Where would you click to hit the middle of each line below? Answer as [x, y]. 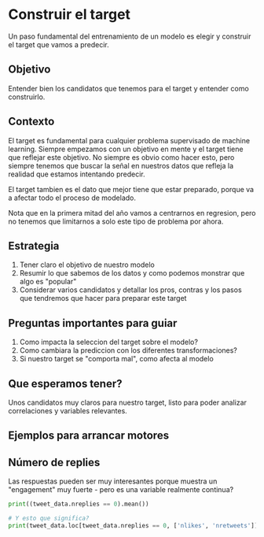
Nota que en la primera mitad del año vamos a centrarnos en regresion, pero [132, 213]
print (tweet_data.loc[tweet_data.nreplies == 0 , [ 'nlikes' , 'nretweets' [130, 525]
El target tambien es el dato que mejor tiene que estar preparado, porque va [131, 189]
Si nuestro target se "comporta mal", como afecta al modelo [116, 359]
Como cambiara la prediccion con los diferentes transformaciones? [128, 350]
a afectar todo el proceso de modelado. [72, 198]
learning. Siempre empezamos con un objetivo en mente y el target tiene [126, 149]
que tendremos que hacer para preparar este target [103, 298]
